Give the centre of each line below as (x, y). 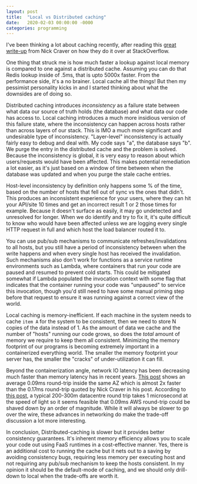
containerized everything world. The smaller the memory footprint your (92, 353)
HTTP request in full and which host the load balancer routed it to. (86, 230)
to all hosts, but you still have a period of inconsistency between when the (96, 247)
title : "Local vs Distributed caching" (56, 17)
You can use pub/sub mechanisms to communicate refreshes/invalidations (96, 241)
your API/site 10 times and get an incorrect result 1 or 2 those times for (91, 205)
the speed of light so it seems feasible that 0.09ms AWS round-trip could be (98, 402)
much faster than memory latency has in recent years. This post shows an (96, 377)
